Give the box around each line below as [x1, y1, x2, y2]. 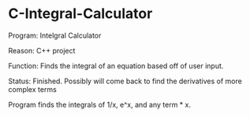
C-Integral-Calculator [8, 5, 153, 23]
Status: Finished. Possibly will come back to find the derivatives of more [8, 76, 242, 86]
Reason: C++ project [8, 46, 76, 55]
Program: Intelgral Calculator [8, 31, 102, 40]
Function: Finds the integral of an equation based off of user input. [8, 60, 224, 71]
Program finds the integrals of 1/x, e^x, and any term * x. [8, 100, 192, 109]
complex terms [8, 84, 57, 94]
